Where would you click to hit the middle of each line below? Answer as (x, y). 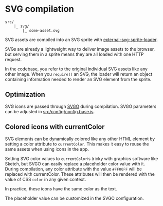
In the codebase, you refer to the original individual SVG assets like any (76, 69)
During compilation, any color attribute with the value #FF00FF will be (73, 169)
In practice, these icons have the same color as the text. (61, 188)
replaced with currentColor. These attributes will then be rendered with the (80, 174)
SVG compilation (40, 9)
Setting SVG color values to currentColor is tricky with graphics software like (81, 158)
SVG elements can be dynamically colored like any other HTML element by (80, 139)
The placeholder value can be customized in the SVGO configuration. (74, 198)
